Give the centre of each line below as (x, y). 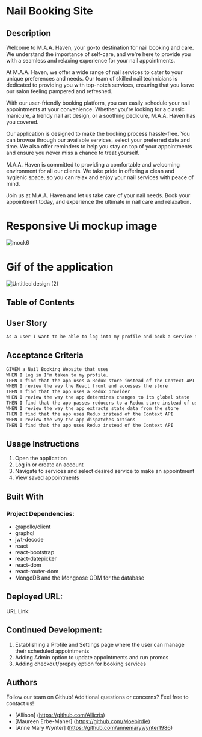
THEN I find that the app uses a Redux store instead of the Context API (101, 381)
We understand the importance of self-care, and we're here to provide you (99, 54)
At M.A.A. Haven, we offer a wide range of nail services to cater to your (94, 72)
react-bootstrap (35, 552)
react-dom (28, 565)
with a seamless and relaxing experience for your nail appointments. (91, 60)
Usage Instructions (43, 444)
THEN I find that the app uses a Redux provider (68, 392)
